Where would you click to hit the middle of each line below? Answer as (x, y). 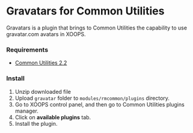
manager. (27, 111)
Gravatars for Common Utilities (85, 11)
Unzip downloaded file (43, 91)
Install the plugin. (36, 123)
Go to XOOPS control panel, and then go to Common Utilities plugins (100, 104)
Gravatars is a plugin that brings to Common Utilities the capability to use (97, 28)
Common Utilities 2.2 (41, 63)
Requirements (27, 49)
